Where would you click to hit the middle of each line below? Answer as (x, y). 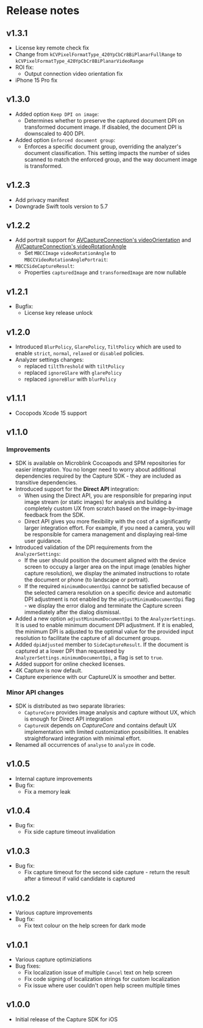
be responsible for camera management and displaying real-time (106, 534)
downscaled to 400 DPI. (55, 133)
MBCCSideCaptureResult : (45, 266)
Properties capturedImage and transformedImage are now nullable (105, 273)
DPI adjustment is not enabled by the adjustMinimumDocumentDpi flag (109, 599)
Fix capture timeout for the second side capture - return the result (107, 872)
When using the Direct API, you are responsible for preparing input (108, 495)
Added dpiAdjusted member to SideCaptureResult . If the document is (102, 644)
